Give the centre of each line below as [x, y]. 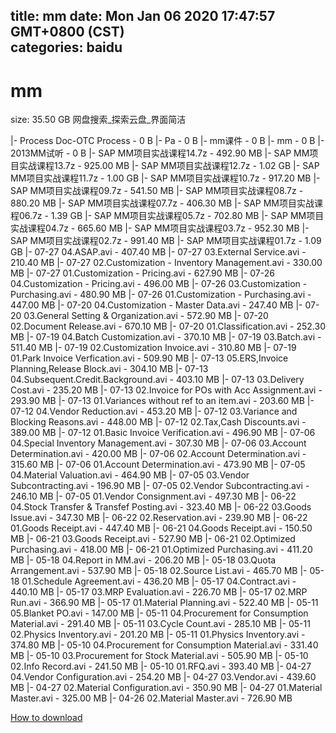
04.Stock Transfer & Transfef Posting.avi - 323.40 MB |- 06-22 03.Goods [161, 507]
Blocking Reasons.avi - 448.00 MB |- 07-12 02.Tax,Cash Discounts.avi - [158, 422]
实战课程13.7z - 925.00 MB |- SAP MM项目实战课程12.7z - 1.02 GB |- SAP [169, 166]
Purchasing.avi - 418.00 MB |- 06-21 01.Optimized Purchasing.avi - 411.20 [161, 550]
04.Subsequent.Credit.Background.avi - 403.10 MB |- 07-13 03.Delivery [157, 380]
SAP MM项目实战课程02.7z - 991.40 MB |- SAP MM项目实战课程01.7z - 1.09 [166, 241]
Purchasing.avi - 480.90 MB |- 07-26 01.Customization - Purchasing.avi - [161, 295]
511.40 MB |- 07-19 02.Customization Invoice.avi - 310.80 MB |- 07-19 [153, 348]
